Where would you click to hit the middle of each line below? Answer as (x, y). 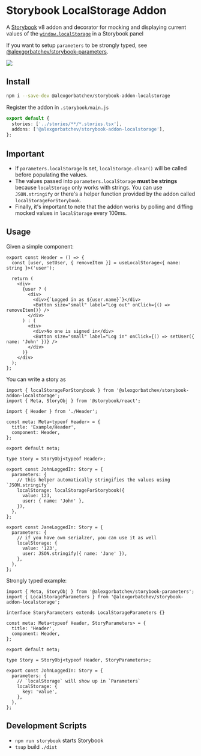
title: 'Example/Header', (44, 427)
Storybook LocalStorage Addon (86, 11)
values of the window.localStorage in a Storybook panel (75, 33)
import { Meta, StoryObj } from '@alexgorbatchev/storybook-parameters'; (100, 591)
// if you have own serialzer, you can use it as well (87, 538)
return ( (22, 278)
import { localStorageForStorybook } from (60, 390)
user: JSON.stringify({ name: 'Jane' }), (75, 553)
